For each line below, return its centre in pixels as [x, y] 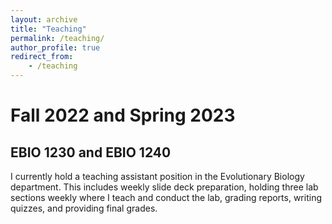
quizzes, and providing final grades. [84, 208]
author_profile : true [55, 47]
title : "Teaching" [48, 29]
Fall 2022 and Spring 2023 [123, 115]
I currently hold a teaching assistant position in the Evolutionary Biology [157, 176]
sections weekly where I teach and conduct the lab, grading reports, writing [166, 197]
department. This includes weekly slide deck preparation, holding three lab [164, 187]
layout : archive [44, 19]
